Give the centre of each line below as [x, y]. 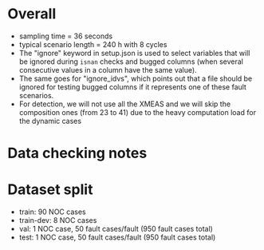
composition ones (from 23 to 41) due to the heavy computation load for [138, 112]
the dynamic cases [50, 121]
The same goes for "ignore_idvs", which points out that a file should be [136, 78]
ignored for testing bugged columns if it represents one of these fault [132, 87]
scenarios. [36, 95]
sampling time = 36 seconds [66, 36]
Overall [32, 14]
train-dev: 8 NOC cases [58, 220]
